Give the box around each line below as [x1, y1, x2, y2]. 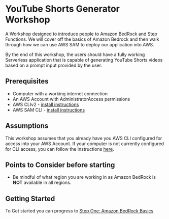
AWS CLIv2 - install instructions [12, 101, 79, 107]
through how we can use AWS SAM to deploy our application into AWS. [5, 41, 155, 47]
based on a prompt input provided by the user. [5, 62, 103, 68]
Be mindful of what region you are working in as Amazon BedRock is [12, 174, 156, 180]
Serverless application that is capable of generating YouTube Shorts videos [5, 57, 163, 63]
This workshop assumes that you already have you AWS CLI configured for [5, 135, 162, 141]
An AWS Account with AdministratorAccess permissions [12, 96, 130, 102]
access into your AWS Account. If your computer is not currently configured [5, 141, 164, 147]
